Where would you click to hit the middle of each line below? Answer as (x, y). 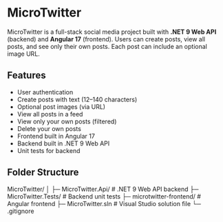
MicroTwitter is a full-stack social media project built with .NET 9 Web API (112, 32)
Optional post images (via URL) (61, 107)
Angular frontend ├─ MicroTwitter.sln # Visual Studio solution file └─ (104, 203)
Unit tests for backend (49, 150)
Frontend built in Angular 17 (56, 136)
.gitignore (21, 211)
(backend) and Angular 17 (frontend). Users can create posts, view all (106, 39)
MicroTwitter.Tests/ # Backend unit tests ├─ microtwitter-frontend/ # (104, 196)
